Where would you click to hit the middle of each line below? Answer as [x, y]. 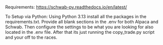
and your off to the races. [31, 37]
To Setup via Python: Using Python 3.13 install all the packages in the [76, 16]
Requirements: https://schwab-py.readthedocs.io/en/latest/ [66, 7]
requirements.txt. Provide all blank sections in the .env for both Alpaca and [82, 22]
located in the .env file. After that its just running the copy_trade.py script [80, 32]
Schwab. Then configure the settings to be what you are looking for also [79, 27]
